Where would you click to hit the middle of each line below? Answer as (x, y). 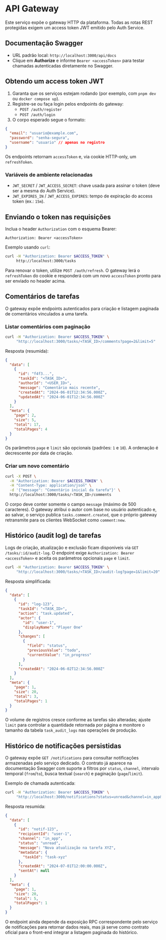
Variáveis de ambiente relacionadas (49, 175)
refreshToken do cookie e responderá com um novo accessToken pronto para (83, 275)
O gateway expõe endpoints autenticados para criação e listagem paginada (82, 309)
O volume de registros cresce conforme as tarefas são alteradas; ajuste (78, 720)
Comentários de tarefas (42, 296)
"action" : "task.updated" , (46, 614)
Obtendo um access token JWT (55, 82)
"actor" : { (29, 618)
